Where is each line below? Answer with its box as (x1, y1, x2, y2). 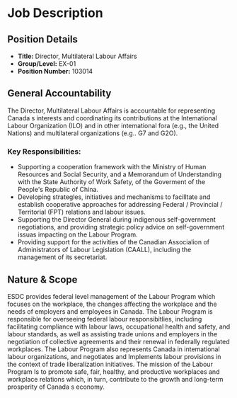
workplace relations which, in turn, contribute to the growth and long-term (7, 375, 224, 383)
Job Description (7, 5, 104, 21)
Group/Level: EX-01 (17, 59, 76, 68)
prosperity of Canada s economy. (7, 382, 105, 391)
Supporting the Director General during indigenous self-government (17, 215, 216, 224)
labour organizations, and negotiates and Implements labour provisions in (7, 352, 221, 360)
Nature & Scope (7, 273, 78, 285)
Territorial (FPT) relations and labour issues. (17, 207, 146, 217)
